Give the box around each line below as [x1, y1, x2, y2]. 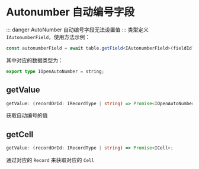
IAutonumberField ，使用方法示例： [6, 33, 91, 40]
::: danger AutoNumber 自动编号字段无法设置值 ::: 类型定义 [6, 26, 149, 33]
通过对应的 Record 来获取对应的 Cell [6, 157, 95, 164]
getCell [6, 129, 34, 139]
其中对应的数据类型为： [6, 57, 63, 64]
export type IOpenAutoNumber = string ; [6, 69, 105, 74]
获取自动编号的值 [6, 112, 48, 119]
